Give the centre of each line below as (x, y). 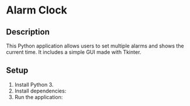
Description (28, 32)
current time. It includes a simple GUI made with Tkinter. (74, 52)
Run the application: (39, 97)
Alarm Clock (37, 10)
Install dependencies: (40, 91)
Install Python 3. (34, 84)
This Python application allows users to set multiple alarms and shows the (95, 46)
